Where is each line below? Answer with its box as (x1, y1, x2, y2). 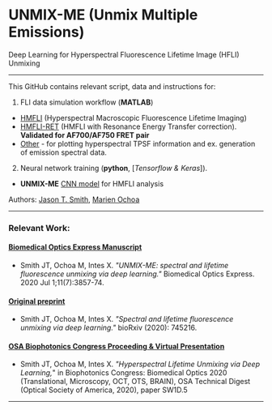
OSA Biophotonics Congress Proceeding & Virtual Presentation (8, 341, 225, 351)
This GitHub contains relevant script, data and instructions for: (8, 81, 216, 91)
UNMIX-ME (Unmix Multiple (8, 6, 198, 24)
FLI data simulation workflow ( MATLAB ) (19, 97, 154, 107)
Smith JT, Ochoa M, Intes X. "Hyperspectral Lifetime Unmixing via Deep (19, 359, 261, 369)
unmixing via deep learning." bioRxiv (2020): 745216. (19, 322, 198, 333)
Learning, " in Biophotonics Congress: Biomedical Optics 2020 (19, 368, 227, 378)
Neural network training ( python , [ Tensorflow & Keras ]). (19, 163, 208, 173)
